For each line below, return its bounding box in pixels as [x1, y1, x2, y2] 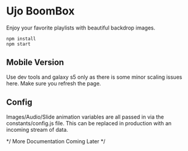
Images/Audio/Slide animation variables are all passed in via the [6, 113, 164, 120]
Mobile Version [6, 57, 64, 67]
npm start [6, 41, 31, 47]
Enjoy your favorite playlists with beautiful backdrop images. [6, 24, 156, 31]
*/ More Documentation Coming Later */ [6, 137, 106, 145]
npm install [6, 35, 36, 42]
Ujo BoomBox [6, 4, 75, 18]
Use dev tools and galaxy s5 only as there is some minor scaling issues [6, 73, 183, 81]
